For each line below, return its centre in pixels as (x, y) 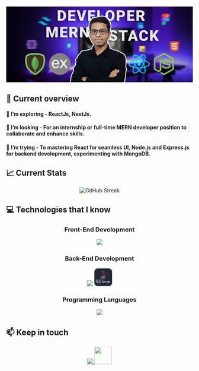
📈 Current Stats (36, 173)
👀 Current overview (43, 99)
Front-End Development (99, 230)
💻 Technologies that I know (58, 210)
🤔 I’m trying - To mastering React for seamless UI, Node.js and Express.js (98, 147)
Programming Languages (99, 299)
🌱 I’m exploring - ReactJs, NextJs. (49, 114)
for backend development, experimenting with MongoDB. (78, 153)
